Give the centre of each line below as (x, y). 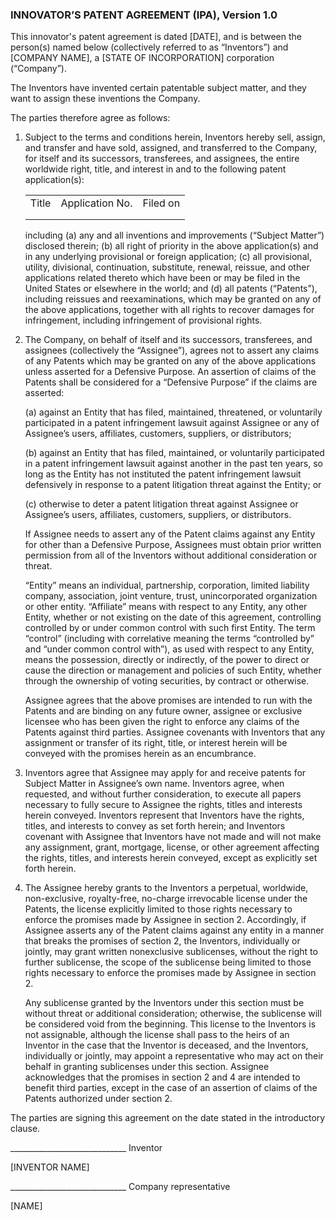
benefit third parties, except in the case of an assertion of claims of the (171, 1088)
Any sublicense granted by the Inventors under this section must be (164, 1003)
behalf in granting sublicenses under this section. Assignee (147, 1067)
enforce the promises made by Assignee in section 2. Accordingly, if (165, 920)
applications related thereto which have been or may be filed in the (162, 278)
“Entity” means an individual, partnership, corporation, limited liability (167, 585)
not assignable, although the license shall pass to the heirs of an (157, 1035)
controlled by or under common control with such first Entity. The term (170, 628)
